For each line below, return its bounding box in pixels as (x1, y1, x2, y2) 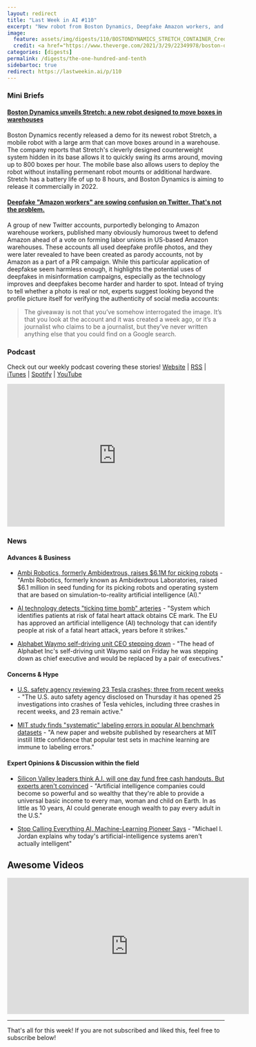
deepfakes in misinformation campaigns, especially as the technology (7, 272, 206, 280)
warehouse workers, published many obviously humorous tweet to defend (7, 228, 219, 236)
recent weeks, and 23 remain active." (17, 707, 124, 716)
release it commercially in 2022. (7, 182, 99, 190)
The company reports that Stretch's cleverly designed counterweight (7, 145, 204, 154)
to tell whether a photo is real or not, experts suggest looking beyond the (7, 286, 214, 295)
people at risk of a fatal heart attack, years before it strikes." (17, 626, 188, 635)
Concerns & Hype (7, 670, 59, 678)
